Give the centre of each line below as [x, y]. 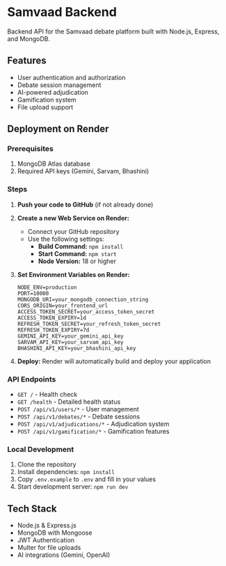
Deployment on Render [58, 129]
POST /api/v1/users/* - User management [78, 409]
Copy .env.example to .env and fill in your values [87, 479]
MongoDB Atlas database [54, 164]
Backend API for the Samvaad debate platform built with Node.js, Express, [113, 31]
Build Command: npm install [81, 246]
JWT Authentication [46, 540]
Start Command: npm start [77, 253]
